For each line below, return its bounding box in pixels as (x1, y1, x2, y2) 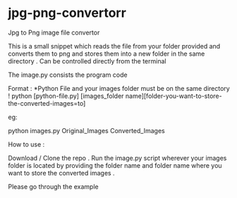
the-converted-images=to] (8, 99, 86, 107)
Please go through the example (8, 182, 99, 191)
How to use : (8, 140, 45, 149)
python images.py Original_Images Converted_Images (8, 126, 165, 135)
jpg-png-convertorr (8, 5, 126, 21)
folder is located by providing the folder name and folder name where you (8, 161, 222, 170)
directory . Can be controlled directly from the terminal (8, 56, 166, 65)
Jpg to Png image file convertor (8, 28, 100, 37)
